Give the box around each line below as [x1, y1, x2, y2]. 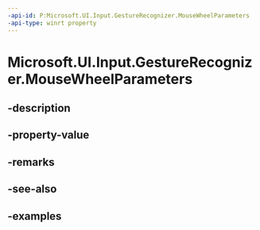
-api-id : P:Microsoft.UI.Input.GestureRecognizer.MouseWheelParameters [7, 11, 250, 20]
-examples [7, 209, 62, 223]
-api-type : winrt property [7, 19, 97, 27]
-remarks [7, 155, 55, 169]
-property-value [7, 128, 90, 142]
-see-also [7, 182, 57, 196]
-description [7, 102, 71, 115]
